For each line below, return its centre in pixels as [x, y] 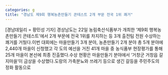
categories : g [20, 10]
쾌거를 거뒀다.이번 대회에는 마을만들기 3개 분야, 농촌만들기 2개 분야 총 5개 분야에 [84, 42]
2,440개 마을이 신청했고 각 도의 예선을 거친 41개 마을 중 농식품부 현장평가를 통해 [84, 48]
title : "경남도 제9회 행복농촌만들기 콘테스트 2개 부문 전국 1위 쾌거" [69, 15]
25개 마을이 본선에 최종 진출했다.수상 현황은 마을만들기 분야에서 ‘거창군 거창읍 [82, 55]
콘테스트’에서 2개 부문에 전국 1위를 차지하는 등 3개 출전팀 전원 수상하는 [92, 36]
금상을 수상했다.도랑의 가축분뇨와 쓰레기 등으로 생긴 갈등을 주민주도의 [92, 61]
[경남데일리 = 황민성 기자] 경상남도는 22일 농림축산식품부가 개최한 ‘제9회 [77, 29]
